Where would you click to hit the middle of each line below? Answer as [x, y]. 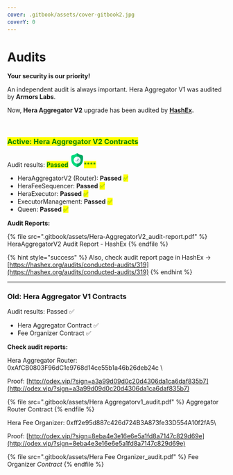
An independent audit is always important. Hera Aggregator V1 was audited [114, 89]
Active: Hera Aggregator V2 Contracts [73, 142]
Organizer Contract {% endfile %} [55, 465]
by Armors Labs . [32, 97]
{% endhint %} [171, 272]
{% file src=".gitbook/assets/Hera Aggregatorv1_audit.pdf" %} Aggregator [113, 402]
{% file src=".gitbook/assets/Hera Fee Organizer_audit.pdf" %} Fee [103, 457]
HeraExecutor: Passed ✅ [53, 193]
